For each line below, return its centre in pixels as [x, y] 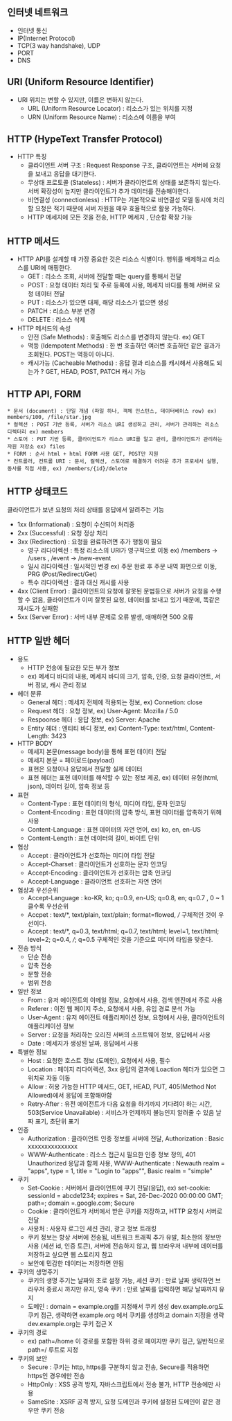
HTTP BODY [35, 743]
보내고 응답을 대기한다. [66, 174]
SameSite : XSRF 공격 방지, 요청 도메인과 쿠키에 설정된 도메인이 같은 [121, 1402]
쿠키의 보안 [32, 1358]
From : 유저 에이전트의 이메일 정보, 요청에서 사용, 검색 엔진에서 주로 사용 [125, 1000]
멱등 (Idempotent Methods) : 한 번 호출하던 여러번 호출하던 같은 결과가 [124, 346]
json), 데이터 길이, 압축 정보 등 [69, 786]
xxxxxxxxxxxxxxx [53, 1146]
